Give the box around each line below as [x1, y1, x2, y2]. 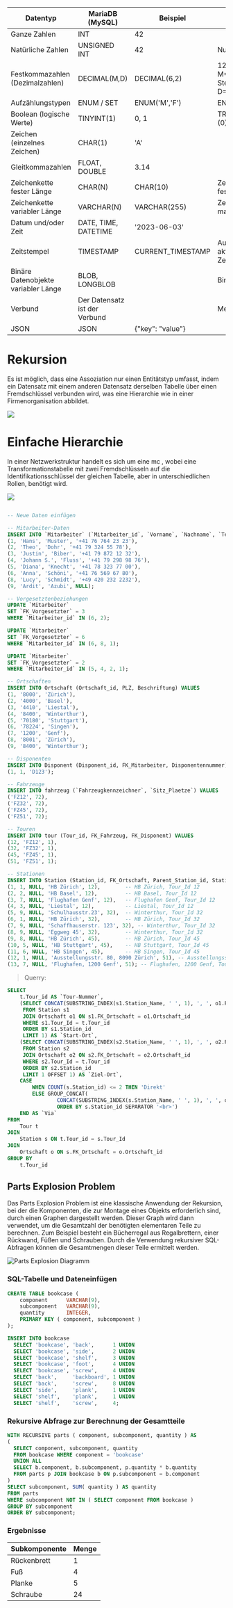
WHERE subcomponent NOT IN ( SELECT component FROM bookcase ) [7, 1496, 194, 1504]
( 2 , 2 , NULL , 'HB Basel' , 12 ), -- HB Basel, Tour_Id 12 [7, 890, 197, 897]
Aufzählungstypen [10, 98, 71, 107]
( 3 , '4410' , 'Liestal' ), [7, 704, 79, 711]
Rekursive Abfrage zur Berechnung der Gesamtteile [7, 1416, 185, 1426]
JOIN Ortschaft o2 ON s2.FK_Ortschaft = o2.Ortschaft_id [22, 1051, 191, 1059]
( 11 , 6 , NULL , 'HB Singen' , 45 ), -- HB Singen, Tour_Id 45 [7, 948, 200, 955]
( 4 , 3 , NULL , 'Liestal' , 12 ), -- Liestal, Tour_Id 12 [7, 903, 194, 910]
